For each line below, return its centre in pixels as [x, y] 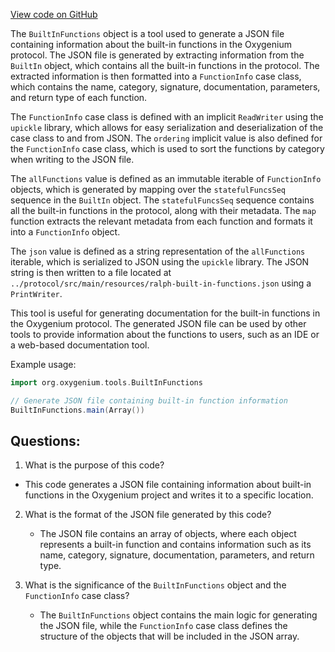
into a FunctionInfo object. [65, 232]
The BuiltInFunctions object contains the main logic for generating [178, 615]
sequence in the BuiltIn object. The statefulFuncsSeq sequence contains [162, 200]
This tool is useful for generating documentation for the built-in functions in [165, 313]
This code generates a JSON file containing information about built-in [168, 485]
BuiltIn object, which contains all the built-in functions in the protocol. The [165, 65]
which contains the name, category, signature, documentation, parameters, [165, 87]
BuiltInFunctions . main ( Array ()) [77, 410]
